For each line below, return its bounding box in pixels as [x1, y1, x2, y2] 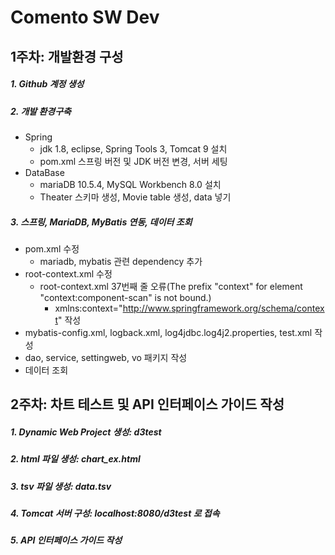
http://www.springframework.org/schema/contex [122, 302, 325, 314]
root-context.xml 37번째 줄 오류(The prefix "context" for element [39, 280, 303, 292]
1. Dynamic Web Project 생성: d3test [10, 426, 162, 438]
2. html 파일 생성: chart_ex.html [10, 453, 141, 465]
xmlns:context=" [54, 302, 123, 314]
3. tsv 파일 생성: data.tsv [10, 480, 112, 492]
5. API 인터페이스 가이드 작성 [10, 534, 123, 546]
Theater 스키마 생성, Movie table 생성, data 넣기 [39, 191, 232, 203]
